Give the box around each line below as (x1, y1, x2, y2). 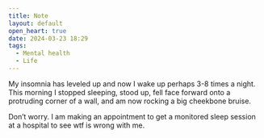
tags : (8, 42, 27, 50)
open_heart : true (8, 27, 67, 35)
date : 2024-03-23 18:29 (8, 34, 89, 43)
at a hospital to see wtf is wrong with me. (8, 120, 145, 130)
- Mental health (15, 49, 70, 57)
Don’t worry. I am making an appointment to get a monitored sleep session (8, 111, 257, 121)
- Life (15, 57, 38, 65)
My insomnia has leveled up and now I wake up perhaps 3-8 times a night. (8, 78, 256, 89)
